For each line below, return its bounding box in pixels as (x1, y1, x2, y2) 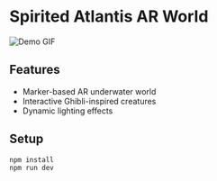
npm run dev (9, 164, 54, 173)
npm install (9, 155, 54, 164)
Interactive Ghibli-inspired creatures (22, 95, 157, 106)
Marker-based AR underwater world (22, 86, 157, 96)
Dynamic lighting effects (22, 105, 113, 116)
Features (9, 62, 60, 77)
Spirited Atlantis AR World (9, 6, 209, 27)
